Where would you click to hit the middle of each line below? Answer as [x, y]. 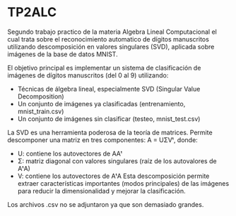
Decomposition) [41, 96]
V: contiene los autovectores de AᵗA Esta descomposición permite [113, 176]
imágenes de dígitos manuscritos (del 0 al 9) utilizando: [88, 75]
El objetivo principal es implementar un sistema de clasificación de [104, 68]
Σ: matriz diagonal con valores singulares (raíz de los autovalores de [117, 161]
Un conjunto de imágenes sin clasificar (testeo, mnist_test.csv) [109, 119]
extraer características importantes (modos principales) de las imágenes [123, 183]
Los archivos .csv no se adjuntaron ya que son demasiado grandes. [106, 204]
